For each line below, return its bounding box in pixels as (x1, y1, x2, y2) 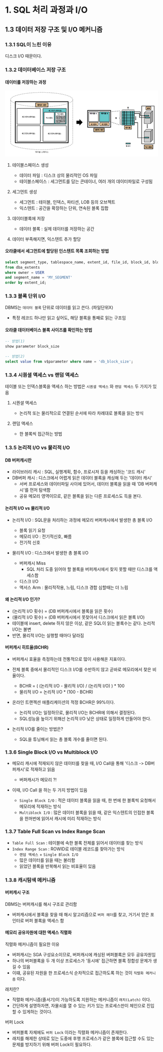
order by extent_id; (5, 280, 47, 285)
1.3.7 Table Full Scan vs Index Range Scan (5, 828, 105, 835)
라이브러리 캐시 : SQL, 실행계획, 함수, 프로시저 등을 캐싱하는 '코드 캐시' (12, 469, 146, 475)
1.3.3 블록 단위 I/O (5, 293, 46, 299)
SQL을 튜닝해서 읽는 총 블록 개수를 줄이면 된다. (19, 737, 108, 742)
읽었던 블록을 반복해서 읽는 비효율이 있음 (19, 863, 96, 869)
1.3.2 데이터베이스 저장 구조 (5, 66, 66, 73)
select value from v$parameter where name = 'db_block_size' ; (5, 359, 133, 364)
